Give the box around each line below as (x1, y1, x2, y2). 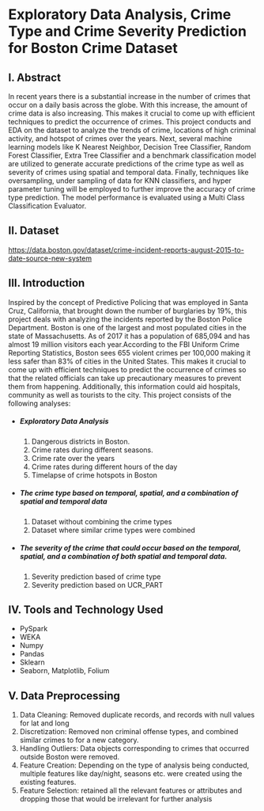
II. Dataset (8, 224, 59, 238)
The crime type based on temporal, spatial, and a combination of (19, 489, 239, 498)
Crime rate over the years (31, 453, 115, 463)
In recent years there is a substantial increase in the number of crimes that (8, 92, 251, 101)
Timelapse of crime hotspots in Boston (31, 470, 158, 480)
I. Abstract (8, 70, 62, 84)
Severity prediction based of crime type (31, 572, 161, 581)
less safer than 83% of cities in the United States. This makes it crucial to (8, 356, 247, 366)
